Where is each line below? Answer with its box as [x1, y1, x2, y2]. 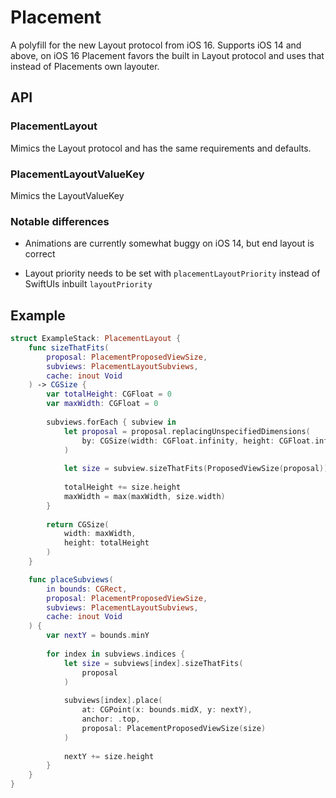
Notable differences [10, 214, 110, 228]
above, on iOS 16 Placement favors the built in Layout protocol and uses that [10, 49, 325, 61]
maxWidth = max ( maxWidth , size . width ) [63, 491, 226, 501]
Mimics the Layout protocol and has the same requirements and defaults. [10, 142, 312, 154]
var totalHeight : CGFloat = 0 [46, 389, 172, 400]
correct [24, 248, 56, 260]
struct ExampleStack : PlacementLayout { [10, 334, 182, 344]
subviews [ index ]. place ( [63, 696, 163, 706]
